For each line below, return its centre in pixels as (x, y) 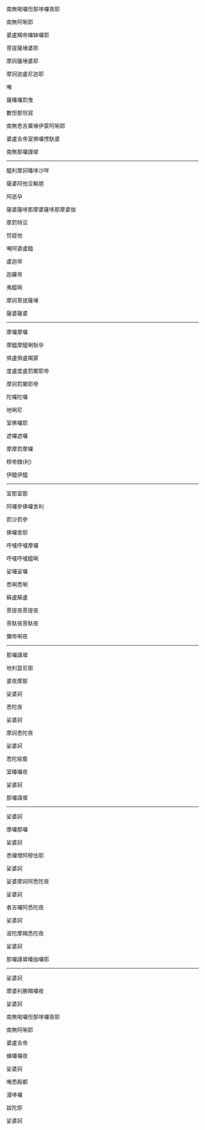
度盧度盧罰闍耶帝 (28, 371)
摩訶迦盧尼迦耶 (25, 74)
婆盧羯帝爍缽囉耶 (28, 35)
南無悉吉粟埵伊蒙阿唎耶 (36, 126)
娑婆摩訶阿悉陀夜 (28, 881)
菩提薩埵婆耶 (22, 48)
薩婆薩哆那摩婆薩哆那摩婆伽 (41, 209)
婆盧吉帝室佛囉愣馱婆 (33, 139)
